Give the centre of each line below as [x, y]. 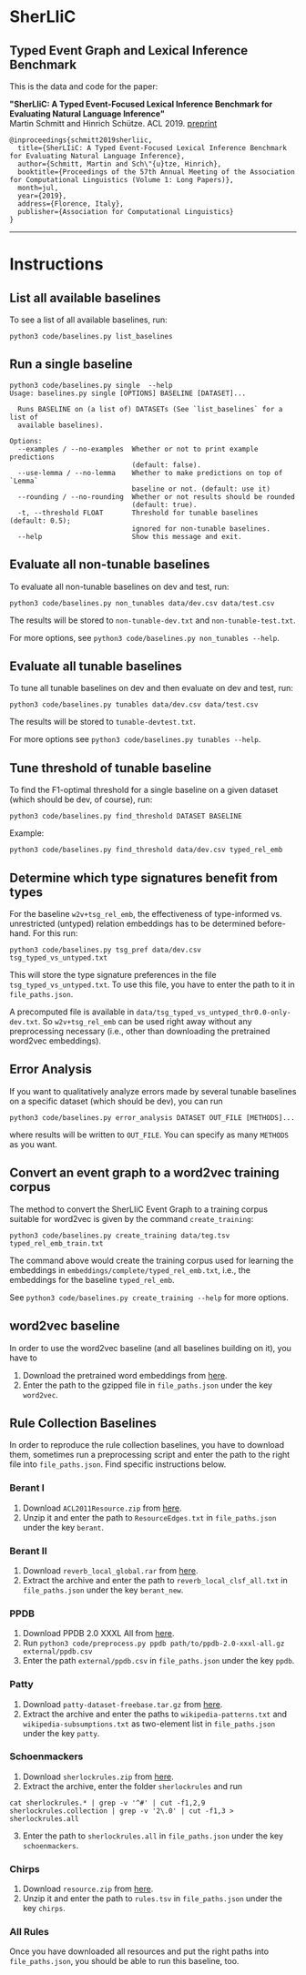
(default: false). [167, 465]
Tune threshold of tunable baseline [111, 768]
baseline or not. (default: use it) [201, 489]
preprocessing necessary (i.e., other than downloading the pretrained [140, 1032]
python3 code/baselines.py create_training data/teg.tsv [120, 1236]
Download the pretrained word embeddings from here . [125, 1375]
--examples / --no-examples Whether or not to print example [138, 449]
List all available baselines [85, 298]
